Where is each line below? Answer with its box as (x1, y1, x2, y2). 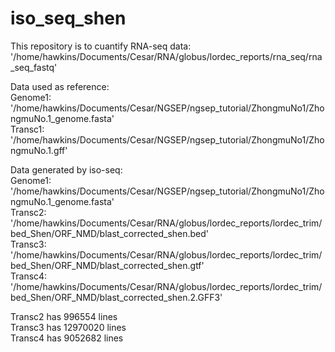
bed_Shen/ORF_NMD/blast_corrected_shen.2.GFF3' (10, 291, 223, 303)
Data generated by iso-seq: (10, 163, 123, 176)
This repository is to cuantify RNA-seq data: (10, 40, 192, 52)
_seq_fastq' (10, 61, 58, 73)
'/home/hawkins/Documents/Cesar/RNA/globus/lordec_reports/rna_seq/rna (10, 50, 323, 62)
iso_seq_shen (10, 7, 127, 30)
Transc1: (10, 123, 45, 135)
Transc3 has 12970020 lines (10, 321, 127, 333)
